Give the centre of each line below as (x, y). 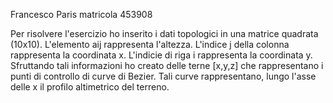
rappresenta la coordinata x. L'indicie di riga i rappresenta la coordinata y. (161, 55)
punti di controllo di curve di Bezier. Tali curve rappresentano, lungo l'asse (163, 76)
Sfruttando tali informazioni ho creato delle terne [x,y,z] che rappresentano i (167, 65)
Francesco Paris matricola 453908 (81, 14)
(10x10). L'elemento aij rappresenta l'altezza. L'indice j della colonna (150, 44)
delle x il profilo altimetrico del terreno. (90, 87)
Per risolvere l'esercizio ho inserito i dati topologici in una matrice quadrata (164, 33)
